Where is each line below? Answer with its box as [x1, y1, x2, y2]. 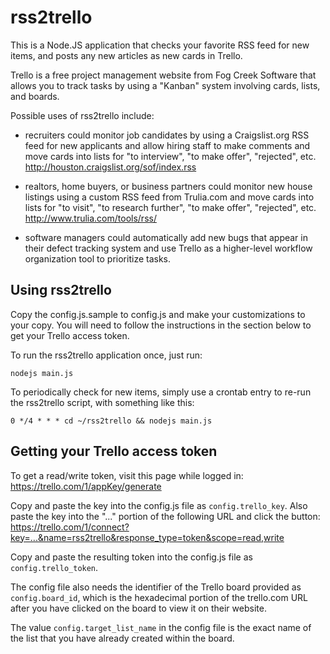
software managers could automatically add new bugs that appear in [24, 231, 308, 243]
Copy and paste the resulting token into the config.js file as [10, 551, 253, 563]
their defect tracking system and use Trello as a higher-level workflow [24, 242, 313, 254]
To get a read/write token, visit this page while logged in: [10, 469, 244, 481]
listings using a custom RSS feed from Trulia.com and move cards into [24, 191, 315, 203]
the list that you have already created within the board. [10, 632, 235, 644]
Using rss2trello [10, 282, 112, 299]
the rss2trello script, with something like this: [10, 396, 195, 408]
